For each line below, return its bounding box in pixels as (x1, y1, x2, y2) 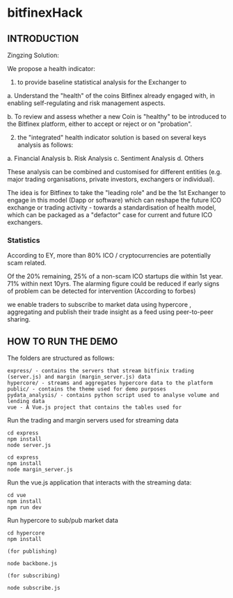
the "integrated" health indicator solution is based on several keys (17, 134, 207, 141)
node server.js (7, 442, 51, 449)
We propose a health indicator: (7, 65, 96, 72)
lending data (7, 398, 45, 405)
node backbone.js (7, 560, 58, 567)
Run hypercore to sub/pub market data (7, 517, 118, 525)
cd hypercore (7, 530, 45, 537)
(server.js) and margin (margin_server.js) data (7, 374, 151, 381)
